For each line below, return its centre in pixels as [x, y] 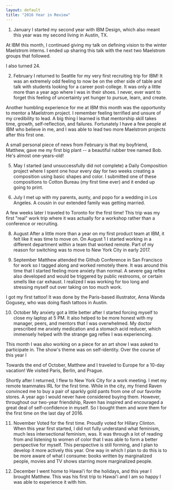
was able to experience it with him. [50, 482]
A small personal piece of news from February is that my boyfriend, [77, 145]
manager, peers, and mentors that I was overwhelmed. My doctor [82, 323]
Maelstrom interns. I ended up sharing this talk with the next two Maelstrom [86, 50]
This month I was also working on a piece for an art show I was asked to [82, 344]
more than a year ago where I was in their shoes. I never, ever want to [87, 92]
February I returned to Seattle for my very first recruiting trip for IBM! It [88, 75]
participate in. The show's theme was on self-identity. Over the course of [83, 349]
